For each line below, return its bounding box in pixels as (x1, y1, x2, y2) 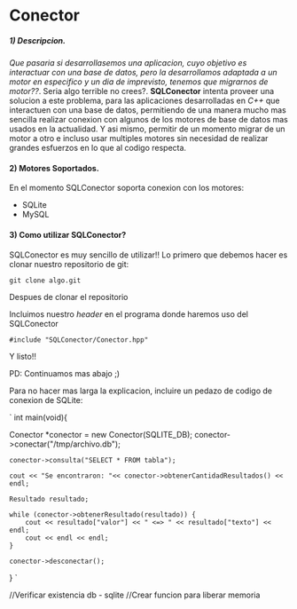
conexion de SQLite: (9, 394, 83, 405)
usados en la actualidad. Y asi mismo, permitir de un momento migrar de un (9, 123, 285, 134)
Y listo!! (9, 351, 37, 361)
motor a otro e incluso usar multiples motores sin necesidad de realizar (9, 133, 269, 144)
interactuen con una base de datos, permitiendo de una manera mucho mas (9, 105, 286, 115)
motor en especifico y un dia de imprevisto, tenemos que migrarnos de (9, 76, 269, 87)
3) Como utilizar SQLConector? (9, 229, 127, 240)
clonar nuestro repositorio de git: (9, 258, 129, 269)
